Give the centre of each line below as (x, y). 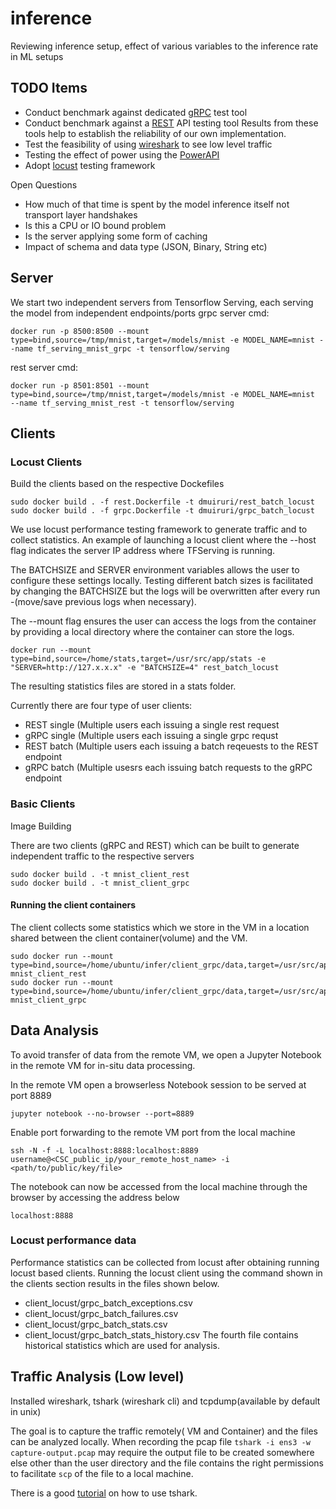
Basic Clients (43, 804)
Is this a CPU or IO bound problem (95, 225)
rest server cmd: (44, 367)
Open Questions (44, 184)
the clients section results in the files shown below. (115, 1283)
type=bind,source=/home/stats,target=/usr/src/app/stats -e (138, 659)
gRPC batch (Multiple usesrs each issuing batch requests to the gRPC (168, 768)
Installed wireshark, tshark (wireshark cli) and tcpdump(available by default (165, 1401)
